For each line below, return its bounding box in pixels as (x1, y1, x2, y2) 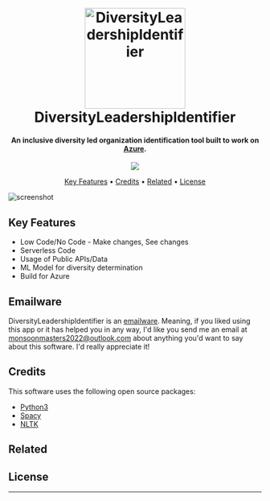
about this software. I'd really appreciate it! (8, 342, 150, 352)
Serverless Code (19, 246, 76, 255)
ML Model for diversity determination (19, 263, 143, 272)
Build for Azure (19, 271, 70, 281)
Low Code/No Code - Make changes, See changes (19, 237, 189, 247)
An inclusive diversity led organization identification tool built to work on (10, 135, 260, 145)
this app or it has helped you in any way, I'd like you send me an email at (8, 325, 247, 334)
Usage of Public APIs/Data (19, 255, 108, 264)
